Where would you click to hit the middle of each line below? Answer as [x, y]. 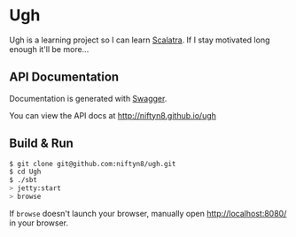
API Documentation [64, 77]
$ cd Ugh [25, 172]
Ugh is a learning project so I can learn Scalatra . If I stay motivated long [140, 40]
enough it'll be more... [49, 49]
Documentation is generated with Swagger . [88, 98]
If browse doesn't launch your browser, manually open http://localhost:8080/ [148, 213]
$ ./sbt [23, 180]
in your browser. [39, 223]
